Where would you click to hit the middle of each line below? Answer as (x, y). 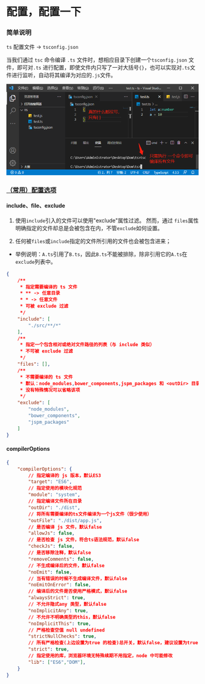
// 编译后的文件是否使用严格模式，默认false (78, 591)
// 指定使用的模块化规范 (55, 489)
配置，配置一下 (44, 12)
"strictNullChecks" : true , (63, 636)
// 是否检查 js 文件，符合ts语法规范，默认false (84, 540)
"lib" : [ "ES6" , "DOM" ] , (57, 662)
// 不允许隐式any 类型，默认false (67, 605)
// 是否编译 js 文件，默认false (65, 527)
